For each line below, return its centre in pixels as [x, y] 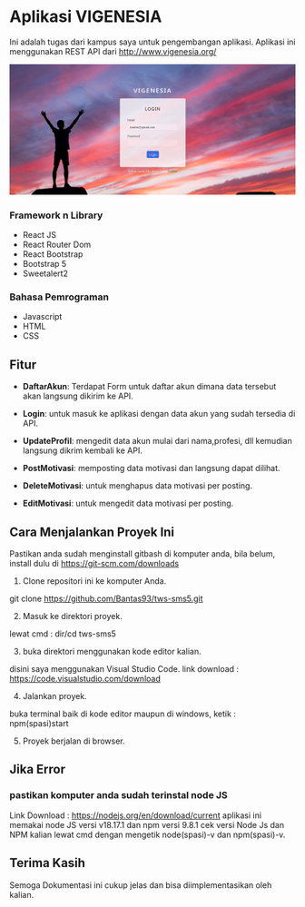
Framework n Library [56, 215]
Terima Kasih [48, 863]
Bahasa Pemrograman [59, 297]
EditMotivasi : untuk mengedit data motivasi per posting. [128, 503]
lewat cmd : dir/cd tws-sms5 [63, 634]
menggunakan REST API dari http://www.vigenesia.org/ [113, 51]
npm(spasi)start [39, 723]
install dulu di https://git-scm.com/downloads [94, 563]
